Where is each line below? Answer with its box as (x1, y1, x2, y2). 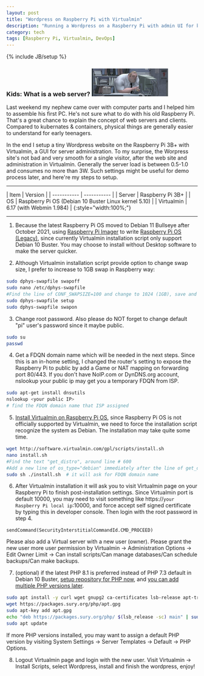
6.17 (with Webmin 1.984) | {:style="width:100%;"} (6, 204, 132, 211)
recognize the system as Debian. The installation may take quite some (15, 427, 191, 434)
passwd (6, 340, 23, 347)
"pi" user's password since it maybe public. (15, 322, 124, 329)
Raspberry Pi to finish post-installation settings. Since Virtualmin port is (15, 489, 194, 496)
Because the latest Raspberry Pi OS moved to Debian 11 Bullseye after (15, 222, 190, 229)
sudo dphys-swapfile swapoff (6, 278, 80, 284)
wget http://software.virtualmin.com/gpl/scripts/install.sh (6, 446, 165, 452)
